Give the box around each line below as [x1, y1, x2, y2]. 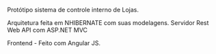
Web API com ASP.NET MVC [7, 26, 87, 34]
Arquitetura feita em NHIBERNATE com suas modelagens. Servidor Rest [7, 19, 209, 26]
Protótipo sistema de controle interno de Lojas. [7, 6, 139, 13]
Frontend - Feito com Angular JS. [7, 39, 101, 47]
